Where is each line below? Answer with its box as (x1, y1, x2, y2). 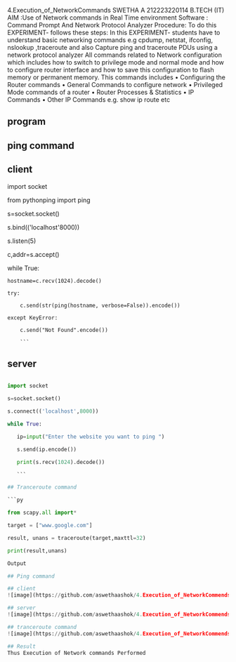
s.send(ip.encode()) (16, 446, 77, 453)
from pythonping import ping (7, 196, 91, 204)
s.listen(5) (7, 237, 37, 245)
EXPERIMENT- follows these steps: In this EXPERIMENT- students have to (7, 28, 221, 37)
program (7, 116, 46, 128)
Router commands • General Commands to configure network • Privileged (7, 81, 223, 88)
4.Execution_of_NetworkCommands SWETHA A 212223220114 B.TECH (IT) (7, 6, 225, 14)
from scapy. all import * (7, 509, 77, 517)
